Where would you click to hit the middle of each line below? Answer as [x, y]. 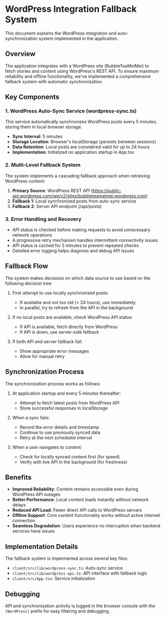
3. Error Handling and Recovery [43, 219]
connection [24, 520]
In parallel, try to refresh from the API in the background [76, 308]
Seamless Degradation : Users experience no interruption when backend [86, 526]
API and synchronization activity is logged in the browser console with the [80, 606]
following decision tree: [29, 283]
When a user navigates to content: [47, 447]
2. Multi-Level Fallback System [43, 165]
